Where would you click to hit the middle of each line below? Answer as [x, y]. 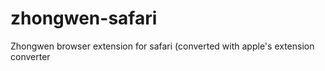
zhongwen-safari [84, 18]
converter [30, 56]
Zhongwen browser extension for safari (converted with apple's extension [162, 46]
